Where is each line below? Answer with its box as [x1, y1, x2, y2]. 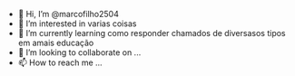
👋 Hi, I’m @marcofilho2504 [17, 9, 120, 19]
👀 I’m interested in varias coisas [17, 18, 137, 29]
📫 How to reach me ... [17, 57, 103, 68]
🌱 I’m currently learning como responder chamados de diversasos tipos [17, 28, 286, 38]
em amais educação [17, 37, 94, 48]
